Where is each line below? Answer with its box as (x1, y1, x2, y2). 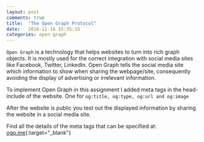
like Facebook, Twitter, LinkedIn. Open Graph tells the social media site (6, 62, 184, 69)
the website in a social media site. (6, 111, 91, 118)
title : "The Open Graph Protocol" (6, 20, 97, 26)
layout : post (6, 9, 40, 15)
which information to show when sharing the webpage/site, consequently (6, 68, 191, 75)
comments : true (6, 15, 45, 21)
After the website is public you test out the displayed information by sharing (6, 104, 196, 112)
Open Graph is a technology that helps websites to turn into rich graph (6, 48, 180, 55)
